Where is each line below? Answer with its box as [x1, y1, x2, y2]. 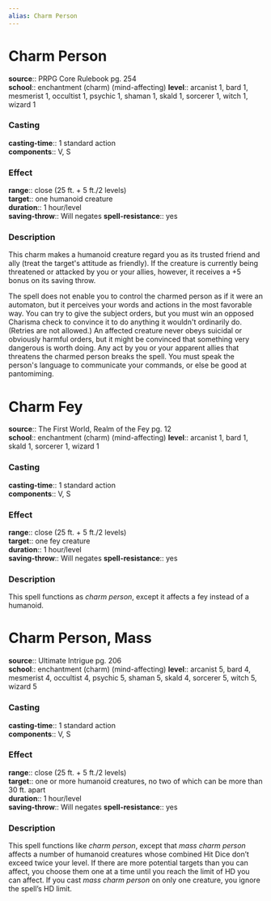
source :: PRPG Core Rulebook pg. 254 [8, 74, 137, 84]
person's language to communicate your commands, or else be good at [8, 360, 247, 370]
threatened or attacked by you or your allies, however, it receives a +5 [8, 267, 241, 277]
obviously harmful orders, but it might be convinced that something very [8, 334, 250, 345]
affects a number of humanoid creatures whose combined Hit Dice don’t [8, 849, 249, 860]
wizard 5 [8, 682, 38, 692]
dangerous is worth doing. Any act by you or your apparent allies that [8, 343, 239, 353]
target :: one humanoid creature [8, 194, 113, 204]
